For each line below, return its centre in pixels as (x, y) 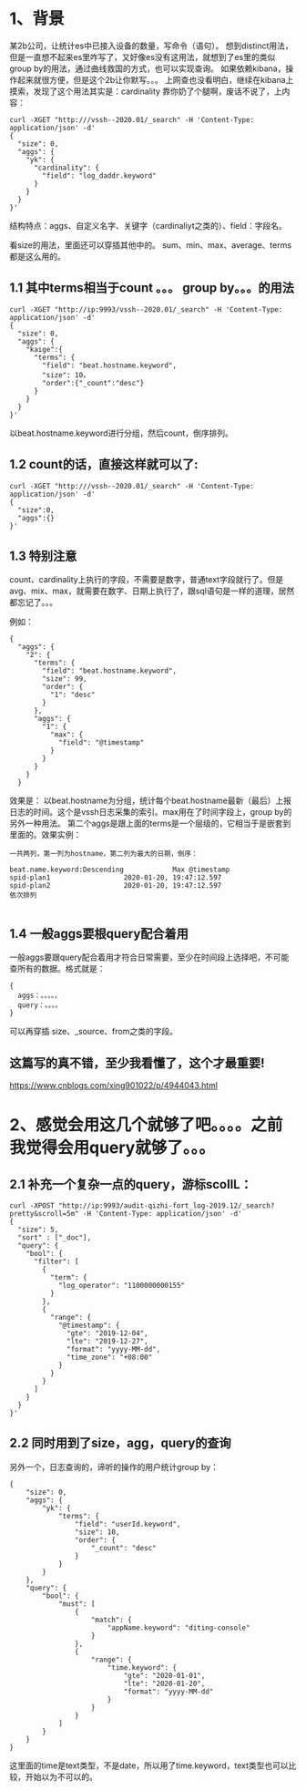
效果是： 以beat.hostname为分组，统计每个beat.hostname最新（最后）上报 (151, 801)
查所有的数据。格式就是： (57, 969)
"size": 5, (38, 1230)
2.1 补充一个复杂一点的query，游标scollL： (131, 1184)
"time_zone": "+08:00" (110, 1357)
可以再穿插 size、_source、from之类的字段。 (93, 1032)
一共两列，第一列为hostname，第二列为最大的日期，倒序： (104, 854)
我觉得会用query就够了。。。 (112, 1148)
